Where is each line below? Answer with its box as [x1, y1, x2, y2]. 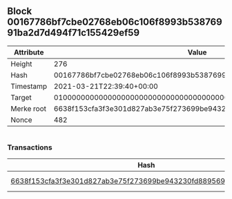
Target [10, 92, 32, 102]
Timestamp [10, 81, 48, 91]
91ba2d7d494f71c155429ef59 [7, 27, 140, 39]
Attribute [13, 48, 44, 57]
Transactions [7, 143, 53, 152]
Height [10, 59, 32, 68]
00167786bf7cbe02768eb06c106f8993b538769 [7, 17, 222, 28]
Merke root [10, 103, 47, 113]
